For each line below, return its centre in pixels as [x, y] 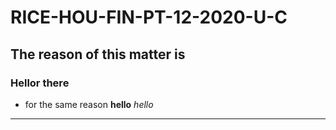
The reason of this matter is [98, 54]
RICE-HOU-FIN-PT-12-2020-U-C [149, 17]
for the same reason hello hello [89, 104]
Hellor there [40, 83]
